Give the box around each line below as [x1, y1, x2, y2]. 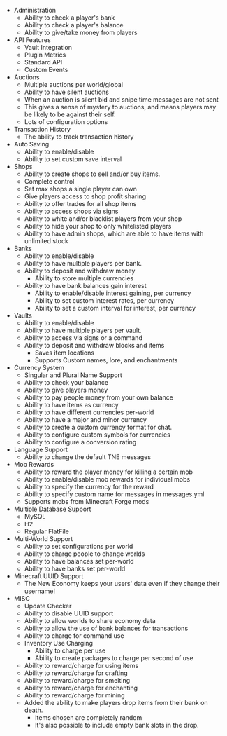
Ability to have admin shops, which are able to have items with [24, 229, 204, 238]
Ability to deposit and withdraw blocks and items [24, 341, 165, 349]
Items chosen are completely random [34, 714, 142, 721]
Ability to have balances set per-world [24, 557, 134, 565]
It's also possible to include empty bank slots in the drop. [34, 721, 199, 729]
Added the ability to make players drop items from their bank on [24, 699, 208, 707]
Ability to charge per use [34, 646, 106, 655]
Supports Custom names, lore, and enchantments [34, 356, 178, 364]
